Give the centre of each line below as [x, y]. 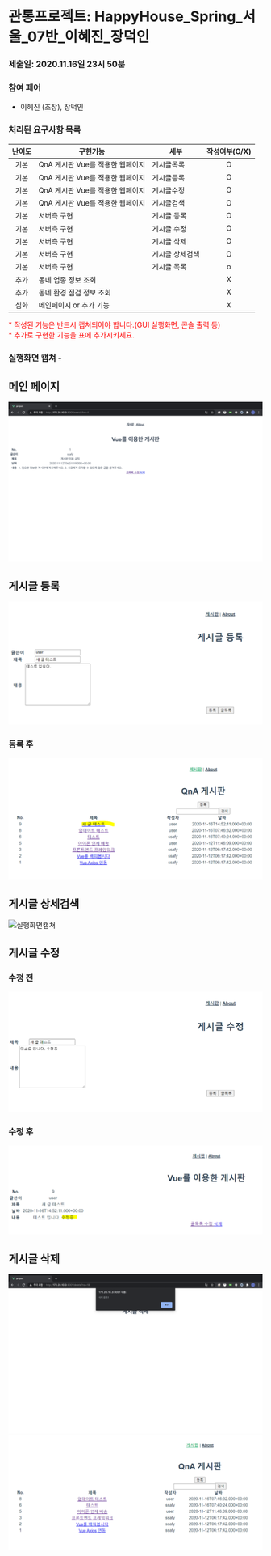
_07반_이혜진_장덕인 [85, 37]
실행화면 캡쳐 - [35, 358]
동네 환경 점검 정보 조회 [75, 292]
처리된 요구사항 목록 [45, 130]
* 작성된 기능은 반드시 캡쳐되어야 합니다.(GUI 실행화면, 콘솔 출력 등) [115, 324]
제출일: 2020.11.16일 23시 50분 [67, 64]
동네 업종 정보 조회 [67, 279]
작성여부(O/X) [229, 151]
